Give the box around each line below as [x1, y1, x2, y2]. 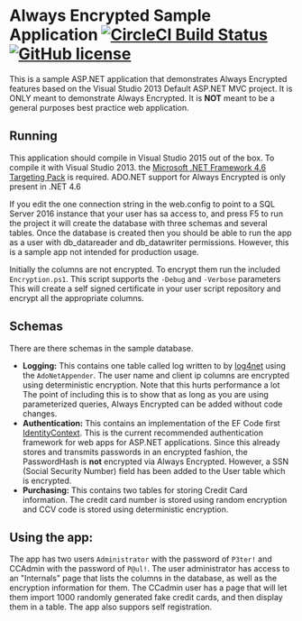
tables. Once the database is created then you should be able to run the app [9, 227, 292, 238]
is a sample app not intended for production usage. [9, 246, 200, 257]
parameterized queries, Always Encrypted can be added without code [22, 398, 283, 409]
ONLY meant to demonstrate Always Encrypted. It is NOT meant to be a [9, 92, 275, 104]
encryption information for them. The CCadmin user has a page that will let [9, 582, 288, 593]
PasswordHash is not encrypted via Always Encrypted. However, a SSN [22, 456, 289, 467]
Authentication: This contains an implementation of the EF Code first [22, 417, 281, 428]
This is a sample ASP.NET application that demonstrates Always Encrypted [9, 73, 288, 84]
